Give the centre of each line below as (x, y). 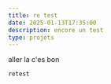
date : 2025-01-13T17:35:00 (52, 23)
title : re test (33, 15)
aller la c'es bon (34, 60)
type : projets (31, 37)
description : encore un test (56, 30)
